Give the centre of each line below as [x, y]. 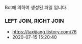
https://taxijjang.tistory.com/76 [44, 32]
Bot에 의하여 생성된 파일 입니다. [36, 7]
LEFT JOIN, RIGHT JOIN [34, 21]
